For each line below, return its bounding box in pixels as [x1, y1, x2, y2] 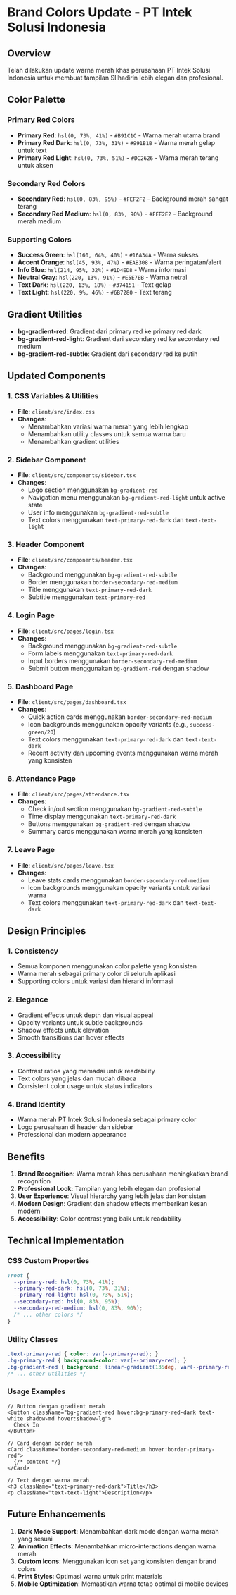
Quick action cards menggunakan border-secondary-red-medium [27, 713, 213, 721]
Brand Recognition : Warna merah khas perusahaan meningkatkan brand [17, 1169, 228, 1178]
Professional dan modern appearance [17, 1131, 127, 1139]
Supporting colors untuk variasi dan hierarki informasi [17, 977, 173, 985]
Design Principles [7, 925, 86, 937]
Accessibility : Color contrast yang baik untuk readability [17, 1214, 182, 1223]
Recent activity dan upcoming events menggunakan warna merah [27, 749, 219, 757]
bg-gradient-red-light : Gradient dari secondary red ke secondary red [17, 335, 220, 343]
